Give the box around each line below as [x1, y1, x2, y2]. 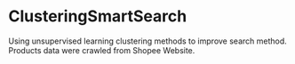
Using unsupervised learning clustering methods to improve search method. [8, 36, 288, 46]
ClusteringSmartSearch [8, 6, 187, 27]
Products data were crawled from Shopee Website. [8, 44, 195, 55]
